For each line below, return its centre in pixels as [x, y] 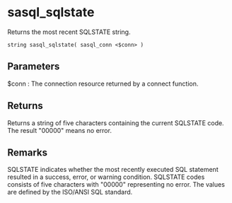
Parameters [34, 67]
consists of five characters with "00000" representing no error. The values [116, 185]
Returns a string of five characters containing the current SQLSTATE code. [116, 123]
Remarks [28, 152]
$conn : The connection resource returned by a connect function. [103, 83]
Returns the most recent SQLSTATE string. [69, 32]
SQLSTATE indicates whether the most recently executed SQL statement [113, 170]
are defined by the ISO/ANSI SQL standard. [70, 192]
